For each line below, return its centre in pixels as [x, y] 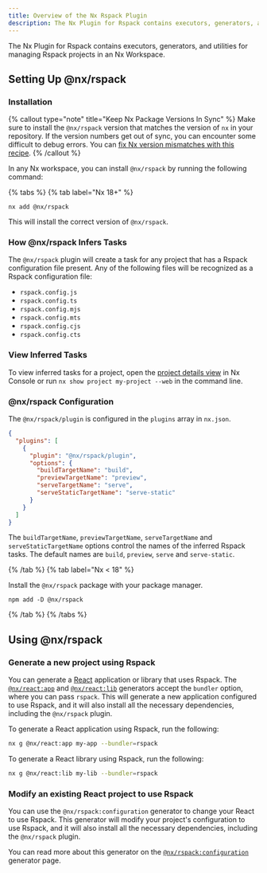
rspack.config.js [48, 293]
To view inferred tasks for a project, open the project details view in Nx [124, 372]
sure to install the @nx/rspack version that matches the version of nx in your [131, 127]
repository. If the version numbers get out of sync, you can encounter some [132, 136]
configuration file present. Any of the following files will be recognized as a [131, 268]
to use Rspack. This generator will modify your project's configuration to [127, 820]
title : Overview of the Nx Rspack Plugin [78, 16]
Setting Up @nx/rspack [68, 79]
